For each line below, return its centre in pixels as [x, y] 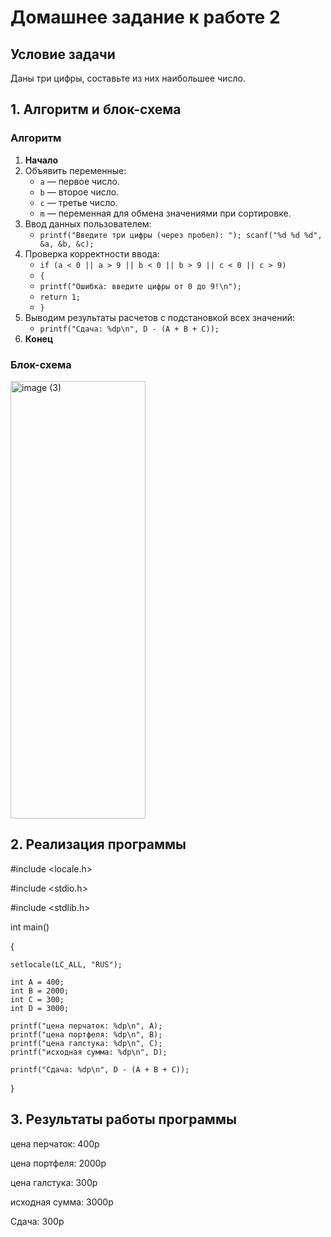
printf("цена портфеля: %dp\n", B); [86, 1034]
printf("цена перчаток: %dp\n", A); [86, 1026]
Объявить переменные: [75, 170]
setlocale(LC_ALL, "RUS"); [66, 964]
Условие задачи [63, 54]
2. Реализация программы [98, 844]
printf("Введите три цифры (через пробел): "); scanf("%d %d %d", [181, 235]
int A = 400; [37, 982]
